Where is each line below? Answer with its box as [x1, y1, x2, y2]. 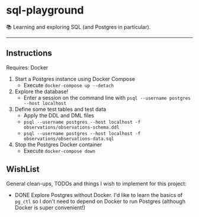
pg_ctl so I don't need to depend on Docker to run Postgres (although [14, 198, 185, 205]
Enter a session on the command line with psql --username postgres [23, 94, 191, 101]
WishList [6, 165, 40, 175]
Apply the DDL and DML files [23, 111, 95, 119]
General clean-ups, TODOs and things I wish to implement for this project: [6, 180, 187, 187]
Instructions [6, 48, 52, 58]
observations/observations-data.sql [23, 136, 114, 142]
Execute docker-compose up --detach [23, 81, 114, 88]
